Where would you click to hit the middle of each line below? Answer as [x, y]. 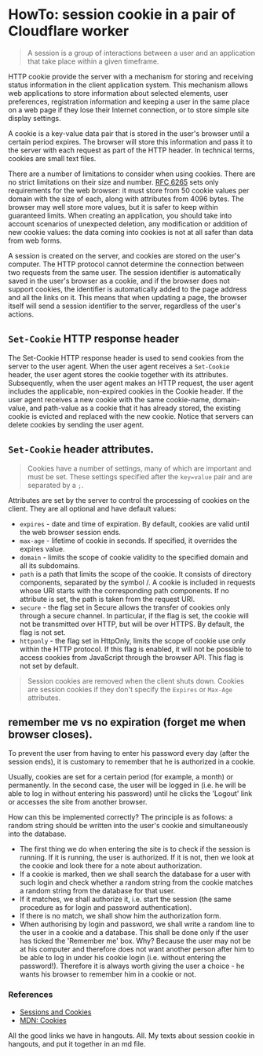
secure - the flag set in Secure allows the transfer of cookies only [125, 607]
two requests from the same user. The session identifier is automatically [124, 272]
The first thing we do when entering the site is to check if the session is [135, 849]
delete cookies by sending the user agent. [76, 424]
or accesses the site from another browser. [78, 802]
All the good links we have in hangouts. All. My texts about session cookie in [131, 1036]
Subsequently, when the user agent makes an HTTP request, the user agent [131, 383]
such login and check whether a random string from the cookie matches [136, 882]
